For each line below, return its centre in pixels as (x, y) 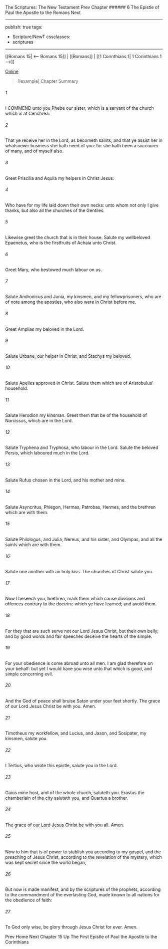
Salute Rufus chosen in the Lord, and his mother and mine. (65, 480)
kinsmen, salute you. (26, 739)
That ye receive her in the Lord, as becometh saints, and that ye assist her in (84, 140)
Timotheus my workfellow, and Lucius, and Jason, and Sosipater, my (76, 733)
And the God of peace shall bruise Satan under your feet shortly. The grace (83, 701)
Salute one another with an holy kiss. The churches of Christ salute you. (79, 572)
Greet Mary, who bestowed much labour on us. (53, 270)
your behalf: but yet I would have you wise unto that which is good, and (79, 668)
